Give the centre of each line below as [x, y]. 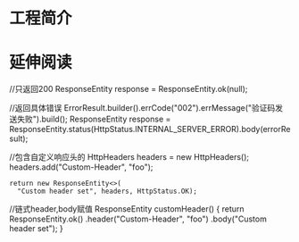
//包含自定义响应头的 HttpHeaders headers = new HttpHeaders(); [129, 157]
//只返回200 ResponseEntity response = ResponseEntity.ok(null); [129, 89]
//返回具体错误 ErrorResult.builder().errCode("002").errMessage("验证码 [142, 108]
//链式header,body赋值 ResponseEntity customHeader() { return [127, 209]
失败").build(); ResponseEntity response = [94, 119]
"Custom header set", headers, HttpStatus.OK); [108, 192]
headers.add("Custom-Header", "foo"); [81, 167]
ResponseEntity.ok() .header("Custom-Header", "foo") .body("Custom [138, 219]
